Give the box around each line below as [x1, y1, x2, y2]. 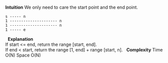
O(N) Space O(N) [5, 52, 41, 58]
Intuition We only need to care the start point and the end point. [5, 5, 138, 10]
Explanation [7, 36, 34, 42]
